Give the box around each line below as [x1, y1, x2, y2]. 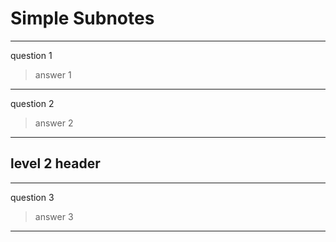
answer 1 [34, 68, 72, 81]
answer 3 [34, 210, 74, 222]
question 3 [10, 191, 55, 203]
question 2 [10, 97, 55, 109]
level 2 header [10, 155, 101, 172]
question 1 [10, 49, 53, 61]
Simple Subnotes [10, 7, 155, 30]
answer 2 [34, 117, 74, 129]
